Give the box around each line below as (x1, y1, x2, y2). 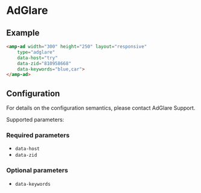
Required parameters (6, 131, 70, 139)
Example (6, 28, 40, 38)
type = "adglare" (17, 49, 56, 55)
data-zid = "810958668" (17, 60, 71, 66)
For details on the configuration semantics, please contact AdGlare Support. (6, 104, 196, 112)
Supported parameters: (6, 116, 65, 124)
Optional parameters (6, 166, 68, 175)
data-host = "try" (17, 55, 59, 61)
